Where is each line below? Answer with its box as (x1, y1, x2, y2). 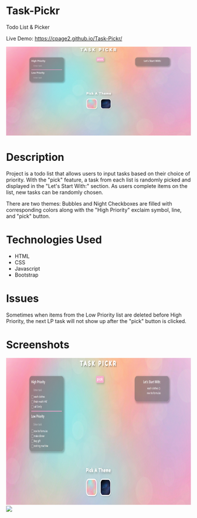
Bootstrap (14, 271, 39, 278)
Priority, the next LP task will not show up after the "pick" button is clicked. (6, 317, 186, 324)
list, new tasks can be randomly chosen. (6, 189, 104, 196)
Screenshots (6, 338, 70, 352)
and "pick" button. (6, 213, 50, 220)
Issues (6, 292, 39, 305)
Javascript (14, 265, 40, 272)
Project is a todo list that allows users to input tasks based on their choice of (6, 170, 191, 177)
